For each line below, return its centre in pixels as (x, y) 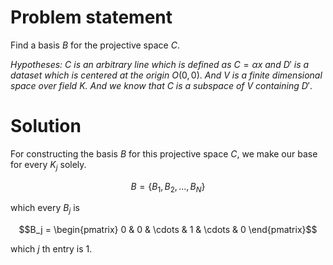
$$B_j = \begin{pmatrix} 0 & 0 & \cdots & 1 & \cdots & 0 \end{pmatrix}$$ (168, 230)
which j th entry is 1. (51, 249)
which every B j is (45, 209)
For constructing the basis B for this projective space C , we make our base (164, 153)
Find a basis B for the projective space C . (95, 45)
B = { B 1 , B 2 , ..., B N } (168, 187)
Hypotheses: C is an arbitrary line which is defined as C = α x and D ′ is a (160, 64)
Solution (46, 126)
